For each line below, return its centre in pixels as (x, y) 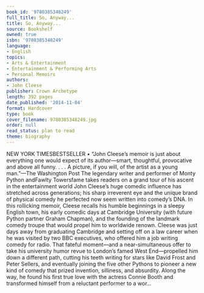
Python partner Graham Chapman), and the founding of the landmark (93, 218)
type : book (20, 114)
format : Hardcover (30, 108)
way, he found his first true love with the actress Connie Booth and (90, 277)
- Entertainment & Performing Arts (51, 69)
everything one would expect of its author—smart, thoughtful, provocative (99, 160)
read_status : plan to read (40, 131)
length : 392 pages (30, 97)
